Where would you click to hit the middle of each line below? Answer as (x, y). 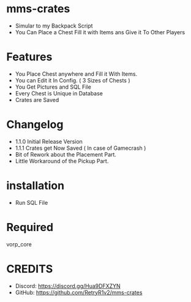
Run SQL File (32, 202)
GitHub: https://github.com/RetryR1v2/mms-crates (79, 292)
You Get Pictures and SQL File (53, 87)
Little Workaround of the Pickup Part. (62, 161)
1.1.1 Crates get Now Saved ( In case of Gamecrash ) (81, 148)
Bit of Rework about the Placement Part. (66, 154)
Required (30, 227)
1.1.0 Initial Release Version (49, 141)
